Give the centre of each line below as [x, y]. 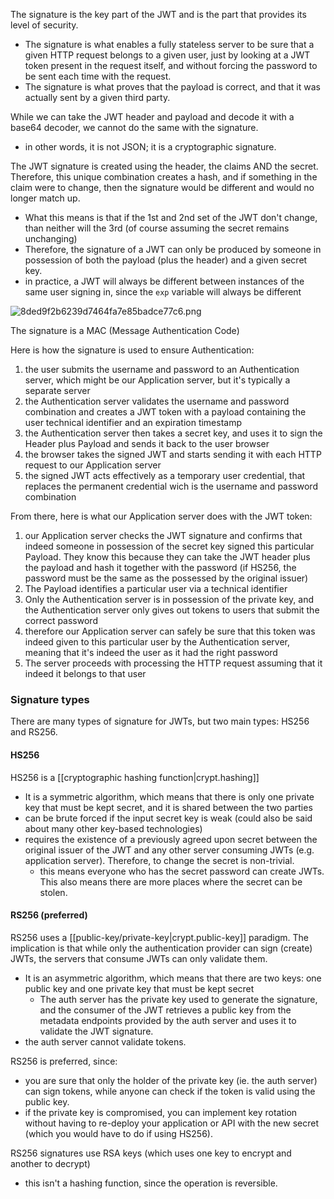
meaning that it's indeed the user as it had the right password [151, 652]
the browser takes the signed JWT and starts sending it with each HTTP [173, 454]
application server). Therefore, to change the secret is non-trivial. [159, 860]
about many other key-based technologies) [113, 828]
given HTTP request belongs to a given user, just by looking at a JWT [167, 55]
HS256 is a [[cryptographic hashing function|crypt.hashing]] [135, 777]
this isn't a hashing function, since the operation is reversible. [151, 1183]
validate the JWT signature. [96, 1031]
